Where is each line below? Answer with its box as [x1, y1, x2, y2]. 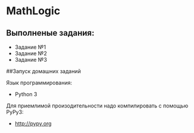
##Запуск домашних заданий [6, 68, 82, 75]
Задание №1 [14, 43, 46, 50]
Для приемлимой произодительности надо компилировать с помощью [6, 102, 189, 109]
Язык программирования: [6, 79, 73, 86]
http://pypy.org [14, 120, 52, 127]
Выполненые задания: [6, 28, 95, 38]
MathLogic [6, 4, 61, 18]
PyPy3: [6, 109, 24, 115]
